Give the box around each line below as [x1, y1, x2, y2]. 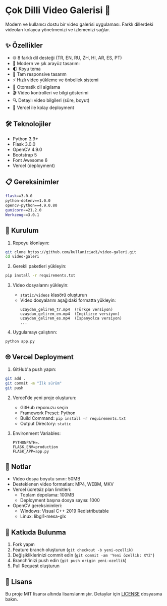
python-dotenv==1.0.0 [5, 198, 51, 203]
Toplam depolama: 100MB [20, 492, 75, 498]
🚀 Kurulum [5, 227, 39, 235]
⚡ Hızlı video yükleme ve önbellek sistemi [12, 77, 99, 83]
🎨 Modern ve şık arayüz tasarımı [12, 60, 80, 66]
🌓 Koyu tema [12, 66, 41, 72]
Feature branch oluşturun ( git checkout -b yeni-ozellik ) [12, 547, 133, 553]
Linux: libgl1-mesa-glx [20, 513, 67, 519]
